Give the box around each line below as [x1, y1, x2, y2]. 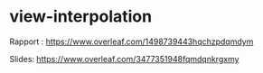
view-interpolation [9, 6, 152, 27]
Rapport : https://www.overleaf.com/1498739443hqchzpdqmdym [9, 36, 254, 47]
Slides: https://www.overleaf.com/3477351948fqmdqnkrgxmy [9, 53, 240, 64]
